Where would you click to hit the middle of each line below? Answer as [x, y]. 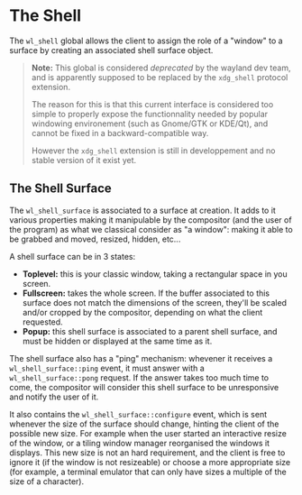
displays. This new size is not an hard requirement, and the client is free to [147, 453]
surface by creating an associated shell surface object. [111, 50]
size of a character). [47, 481]
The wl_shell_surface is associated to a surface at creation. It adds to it [143, 210]
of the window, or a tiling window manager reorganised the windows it [140, 443]
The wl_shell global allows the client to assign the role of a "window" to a [146, 41]
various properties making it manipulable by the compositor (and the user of [151, 220]
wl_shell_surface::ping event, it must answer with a [107, 368]
